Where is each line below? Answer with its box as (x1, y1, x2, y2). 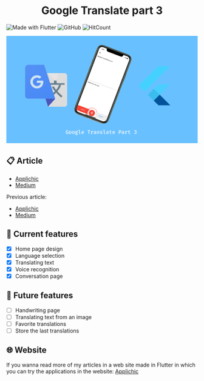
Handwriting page (15, 306, 61, 314)
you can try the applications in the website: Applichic (6, 368, 139, 375)
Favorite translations (15, 320, 67, 328)
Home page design (15, 245, 63, 252)
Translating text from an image (15, 313, 92, 320)
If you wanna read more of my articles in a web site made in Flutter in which (6, 361, 196, 368)
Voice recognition (15, 265, 59, 273)
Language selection (15, 252, 65, 259)
